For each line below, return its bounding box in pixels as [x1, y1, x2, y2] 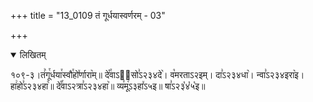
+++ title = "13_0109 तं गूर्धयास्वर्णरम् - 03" [10, 10, 166, 21]
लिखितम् [19, 49, 47, 60]
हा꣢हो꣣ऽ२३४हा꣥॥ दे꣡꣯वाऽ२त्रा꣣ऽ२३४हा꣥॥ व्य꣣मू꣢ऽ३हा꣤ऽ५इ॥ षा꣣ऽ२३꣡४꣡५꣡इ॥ [10, 80, 206, 92]
